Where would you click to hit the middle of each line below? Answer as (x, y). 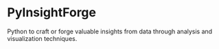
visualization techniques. (42, 38)
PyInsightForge (51, 13)
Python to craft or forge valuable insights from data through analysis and (110, 31)
